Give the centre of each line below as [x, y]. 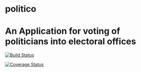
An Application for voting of [63, 31]
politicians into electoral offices [70, 42]
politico [21, 9]
